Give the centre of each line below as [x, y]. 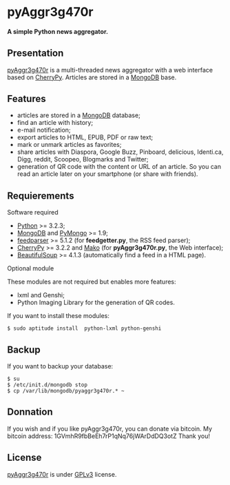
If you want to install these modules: [59, 316]
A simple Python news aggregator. [58, 31]
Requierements [41, 196]
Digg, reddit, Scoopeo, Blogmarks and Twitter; [83, 159]
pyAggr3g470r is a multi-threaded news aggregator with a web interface [110, 70]
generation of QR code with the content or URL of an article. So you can [119, 167]
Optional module [31, 268]
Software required [33, 212]
